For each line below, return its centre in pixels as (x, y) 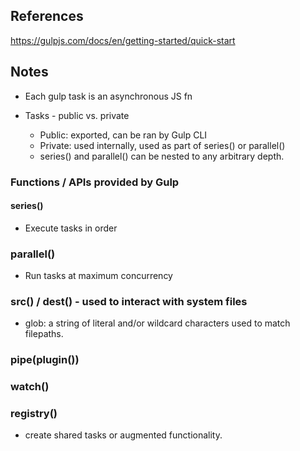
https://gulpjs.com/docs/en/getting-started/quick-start (123, 40)
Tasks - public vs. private (77, 115)
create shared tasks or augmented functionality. (123, 435)
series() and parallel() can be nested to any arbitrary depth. (162, 156)
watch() (30, 387)
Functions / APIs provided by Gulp (95, 182)
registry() (34, 414)
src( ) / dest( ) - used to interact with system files (129, 301)
